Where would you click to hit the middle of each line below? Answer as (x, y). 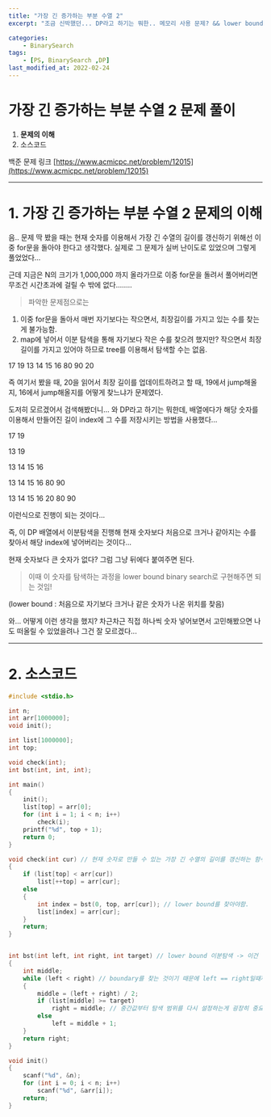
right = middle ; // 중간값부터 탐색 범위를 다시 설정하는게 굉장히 (150, 1009)
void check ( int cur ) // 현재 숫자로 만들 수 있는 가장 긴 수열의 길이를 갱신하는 (130, 859)
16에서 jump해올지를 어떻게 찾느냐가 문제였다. (91, 392)
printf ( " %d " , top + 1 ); (63, 829)
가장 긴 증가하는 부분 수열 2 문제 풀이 (122, 111)
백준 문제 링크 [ (32, 162)
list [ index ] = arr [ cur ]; (79, 912)
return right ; (46, 1039)
